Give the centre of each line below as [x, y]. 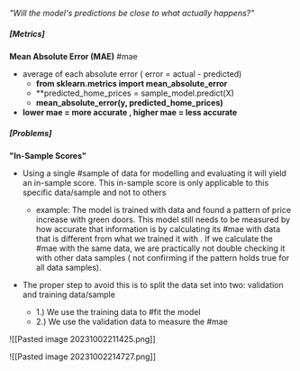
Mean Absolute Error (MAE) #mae [73, 56]
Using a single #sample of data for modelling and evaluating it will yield [154, 173]
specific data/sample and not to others [94, 192]
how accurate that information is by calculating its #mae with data [158, 228]
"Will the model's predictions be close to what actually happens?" [132, 13]
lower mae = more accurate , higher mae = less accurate [130, 112]
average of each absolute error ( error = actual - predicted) [132, 74]
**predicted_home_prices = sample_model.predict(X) [135, 93]
